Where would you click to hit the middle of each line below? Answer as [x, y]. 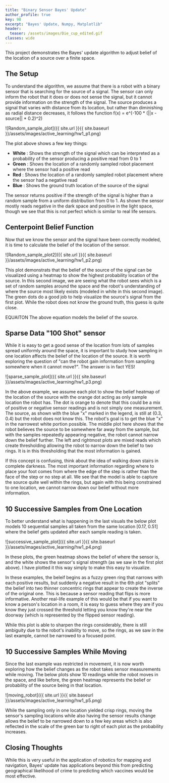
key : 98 [13, 19]
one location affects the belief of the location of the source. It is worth [78, 356]
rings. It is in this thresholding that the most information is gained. [73, 451]
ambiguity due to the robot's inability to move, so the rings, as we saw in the [84, 630]
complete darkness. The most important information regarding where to [80, 466]
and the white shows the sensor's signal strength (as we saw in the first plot [84, 562]
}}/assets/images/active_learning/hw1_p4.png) [54, 547]
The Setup [22, 74]
